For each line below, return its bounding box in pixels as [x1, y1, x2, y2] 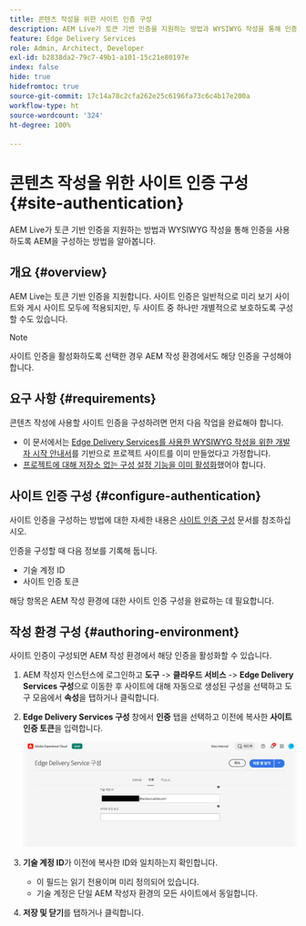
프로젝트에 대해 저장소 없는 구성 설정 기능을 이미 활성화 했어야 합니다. [22, 459, 266, 470]
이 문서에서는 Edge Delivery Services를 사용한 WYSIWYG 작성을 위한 [22, 436, 274, 447]
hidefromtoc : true [9, 82, 79, 91]
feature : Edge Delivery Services [9, 34, 137, 43]
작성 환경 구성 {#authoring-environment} [9, 624, 240, 639]
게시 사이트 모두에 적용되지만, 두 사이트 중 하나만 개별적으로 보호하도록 [25, 301, 277, 313]
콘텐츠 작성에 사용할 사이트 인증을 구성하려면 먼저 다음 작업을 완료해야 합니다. [9, 417, 284, 428]
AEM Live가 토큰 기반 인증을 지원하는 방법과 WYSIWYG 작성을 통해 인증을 [9, 224, 273, 236]
